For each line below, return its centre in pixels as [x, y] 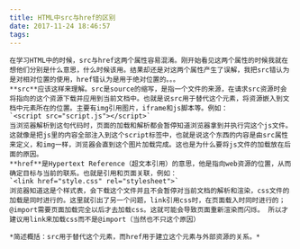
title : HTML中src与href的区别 [63, 18]
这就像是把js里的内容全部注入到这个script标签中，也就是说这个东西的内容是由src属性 [149, 136]
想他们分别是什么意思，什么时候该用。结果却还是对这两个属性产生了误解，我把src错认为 [150, 70]
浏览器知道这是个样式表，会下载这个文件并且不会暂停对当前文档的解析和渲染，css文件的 [150, 191]
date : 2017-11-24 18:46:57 [60, 26]
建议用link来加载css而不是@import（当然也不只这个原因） [105, 220]
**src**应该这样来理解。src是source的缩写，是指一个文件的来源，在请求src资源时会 [148, 89]
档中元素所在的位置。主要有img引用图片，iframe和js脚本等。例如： [118, 109]
